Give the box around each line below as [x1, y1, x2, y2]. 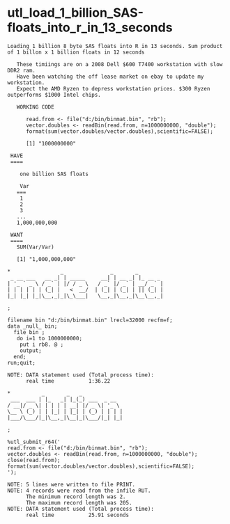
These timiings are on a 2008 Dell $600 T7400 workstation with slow [16, 61, 223, 68]
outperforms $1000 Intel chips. [7, 91, 101, 98]
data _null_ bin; [7, 322, 58, 330]
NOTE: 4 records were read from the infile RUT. [7, 487, 151, 494]
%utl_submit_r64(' [7, 438, 61, 445]
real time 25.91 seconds [25, 511, 130, 518]
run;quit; [7, 359, 36, 366]
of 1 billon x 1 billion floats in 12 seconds [7, 49, 145, 56]
